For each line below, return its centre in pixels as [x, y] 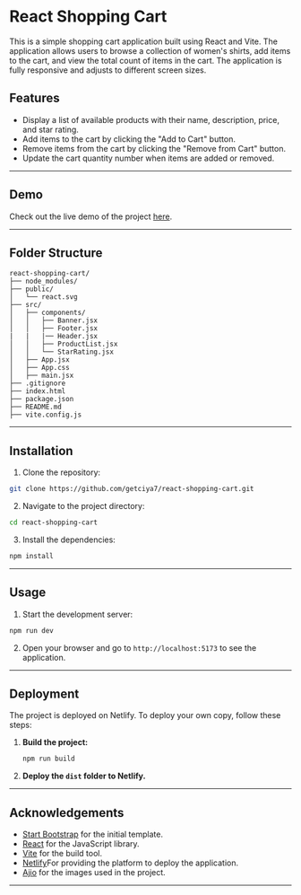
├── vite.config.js [46, 415]
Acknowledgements [67, 813]
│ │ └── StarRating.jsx [62, 352]
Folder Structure [56, 253]
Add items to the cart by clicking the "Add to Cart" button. [129, 139]
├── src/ [26, 305]
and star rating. [50, 129]
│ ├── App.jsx [39, 360]
